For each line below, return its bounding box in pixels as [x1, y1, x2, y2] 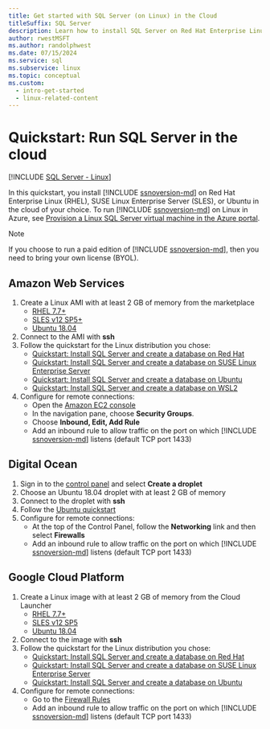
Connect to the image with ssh [19, 634, 122, 644]
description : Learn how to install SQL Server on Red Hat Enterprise [8, 27, 247, 35]
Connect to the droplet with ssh [19, 496, 126, 506]
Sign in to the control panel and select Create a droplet [19, 479, 203, 489]
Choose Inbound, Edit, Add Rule [31, 417, 141, 427]
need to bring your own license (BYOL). [8, 253, 139, 263]
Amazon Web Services [8, 276, 125, 290]
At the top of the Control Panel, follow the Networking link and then [31, 522, 256, 531]
